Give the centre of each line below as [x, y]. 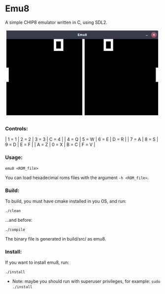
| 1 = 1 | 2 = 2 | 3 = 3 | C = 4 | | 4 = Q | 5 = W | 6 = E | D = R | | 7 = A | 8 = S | [82, 140]
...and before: [19, 220]
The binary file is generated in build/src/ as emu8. [56, 239]
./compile [15, 230]
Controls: [16, 128]
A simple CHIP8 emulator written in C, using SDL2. [56, 22]
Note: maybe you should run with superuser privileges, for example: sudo [86, 281]
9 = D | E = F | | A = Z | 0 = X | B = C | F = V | [50, 145]
